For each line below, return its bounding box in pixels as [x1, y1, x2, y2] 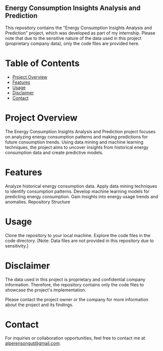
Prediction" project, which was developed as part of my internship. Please [5, 30, 156, 36]
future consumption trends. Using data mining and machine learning [5, 139, 144, 145]
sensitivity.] [5, 243, 29, 248]
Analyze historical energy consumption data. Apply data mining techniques [5, 183, 158, 189]
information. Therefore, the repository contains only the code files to [5, 281, 144, 287]
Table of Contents [5, 58, 80, 69]
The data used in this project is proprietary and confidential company [5, 276, 146, 282]
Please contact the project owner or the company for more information [5, 296, 149, 302]
